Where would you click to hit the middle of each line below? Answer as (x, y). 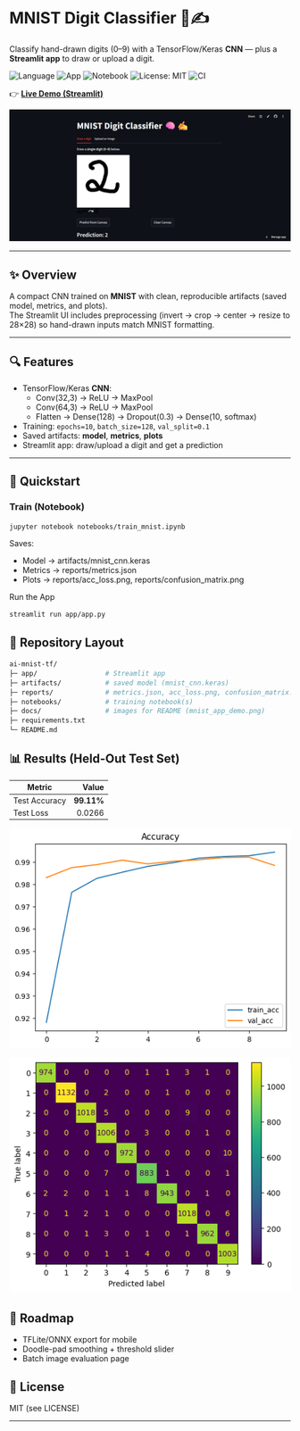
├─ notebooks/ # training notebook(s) (101, 702)
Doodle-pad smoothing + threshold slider (98, 1349)
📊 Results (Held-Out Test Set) (95, 759)
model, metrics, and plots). (58, 306)
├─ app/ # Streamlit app (87, 673)
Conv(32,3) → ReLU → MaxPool (94, 397)
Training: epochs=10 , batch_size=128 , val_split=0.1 (116, 426)
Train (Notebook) (47, 507)
